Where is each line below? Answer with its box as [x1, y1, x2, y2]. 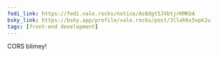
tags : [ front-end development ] [7, 23, 99, 30]
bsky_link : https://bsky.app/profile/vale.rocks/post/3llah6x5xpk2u [7, 17, 211, 24]
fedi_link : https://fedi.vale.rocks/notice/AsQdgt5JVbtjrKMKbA [7, 10, 196, 17]
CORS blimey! [7, 42, 48, 51]
